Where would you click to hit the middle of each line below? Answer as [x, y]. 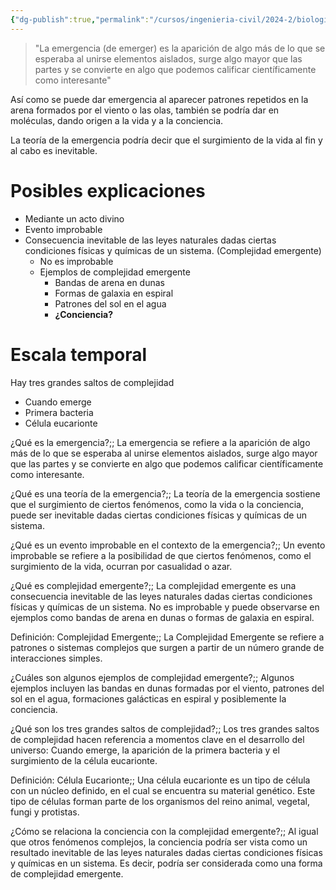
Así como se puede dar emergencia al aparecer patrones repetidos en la [159, 99]
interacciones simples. [56, 658]
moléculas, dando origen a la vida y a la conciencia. [117, 120]
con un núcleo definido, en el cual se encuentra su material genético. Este [163, 790]
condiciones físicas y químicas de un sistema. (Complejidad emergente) [173, 250]
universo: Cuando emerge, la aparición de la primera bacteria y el [145, 750]
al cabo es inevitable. [54, 150]
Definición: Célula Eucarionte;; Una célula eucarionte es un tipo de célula [160, 780]
